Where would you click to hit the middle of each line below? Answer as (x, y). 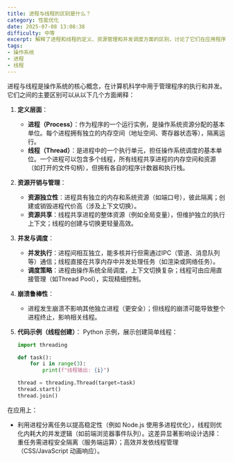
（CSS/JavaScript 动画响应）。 (60, 451)
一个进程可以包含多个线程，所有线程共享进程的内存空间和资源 (128, 159)
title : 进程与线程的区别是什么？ (49, 14)
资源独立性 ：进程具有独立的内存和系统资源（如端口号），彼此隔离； (123, 197)
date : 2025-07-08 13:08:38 (46, 26)
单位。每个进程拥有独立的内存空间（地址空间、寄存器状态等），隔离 (123, 133)
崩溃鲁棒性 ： (35, 293)
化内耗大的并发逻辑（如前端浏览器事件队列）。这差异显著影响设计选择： (119, 433)
